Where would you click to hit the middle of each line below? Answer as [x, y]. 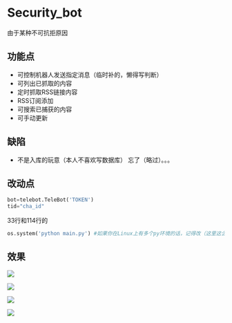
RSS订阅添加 [35, 100]
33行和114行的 [28, 221]
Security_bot [45, 13]
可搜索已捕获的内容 [45, 109]
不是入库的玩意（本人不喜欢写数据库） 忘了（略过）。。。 [95, 160]
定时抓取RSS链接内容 [47, 92]
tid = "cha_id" [26, 206]
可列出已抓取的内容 [45, 83]
